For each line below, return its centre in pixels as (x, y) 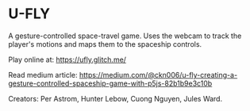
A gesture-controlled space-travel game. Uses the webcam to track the (125, 36)
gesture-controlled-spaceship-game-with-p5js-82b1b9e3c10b (110, 83)
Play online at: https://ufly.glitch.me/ (67, 59)
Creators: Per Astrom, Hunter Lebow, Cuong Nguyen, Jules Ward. (115, 98)
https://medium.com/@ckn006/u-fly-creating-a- (158, 75)
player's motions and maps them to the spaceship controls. (105, 44)
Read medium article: (43, 75)
